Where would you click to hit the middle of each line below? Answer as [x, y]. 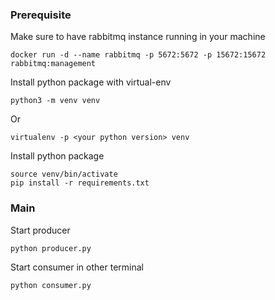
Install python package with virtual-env [91, 82]
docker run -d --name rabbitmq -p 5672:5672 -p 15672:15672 [138, 55]
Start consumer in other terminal [77, 267]
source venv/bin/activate [64, 174]
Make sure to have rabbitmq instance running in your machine [138, 37]
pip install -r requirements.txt [80, 183]
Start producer [40, 230]
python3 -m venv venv [55, 101]
